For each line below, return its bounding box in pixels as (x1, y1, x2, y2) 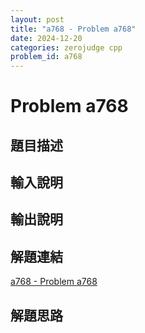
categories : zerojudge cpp (10, 42, 123, 53)
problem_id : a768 (10, 52, 83, 62)
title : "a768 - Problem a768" (10, 24, 137, 34)
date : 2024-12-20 (10, 33, 83, 43)
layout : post (10, 14, 65, 25)
